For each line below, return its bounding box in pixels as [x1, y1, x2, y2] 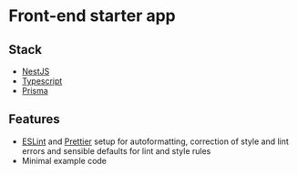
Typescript [21, 76, 63, 87]
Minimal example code [21, 155, 107, 166]
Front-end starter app [8, 5, 177, 26]
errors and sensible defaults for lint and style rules [21, 145, 211, 156]
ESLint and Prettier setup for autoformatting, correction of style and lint [21, 136, 289, 147]
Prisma [21, 86, 49, 96]
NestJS [21, 66, 50, 77]
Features [8, 111, 60, 128]
